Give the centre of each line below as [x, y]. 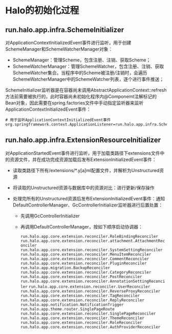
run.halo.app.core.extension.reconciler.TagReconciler [80, 296]
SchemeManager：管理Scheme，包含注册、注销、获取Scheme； [82, 60]
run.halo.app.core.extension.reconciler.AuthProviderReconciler [90, 327]
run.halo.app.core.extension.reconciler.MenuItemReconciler [86, 254]
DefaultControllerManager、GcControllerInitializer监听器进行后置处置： [88, 205]
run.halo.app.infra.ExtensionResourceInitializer [83, 140]
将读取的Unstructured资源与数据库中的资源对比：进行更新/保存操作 [83, 187]
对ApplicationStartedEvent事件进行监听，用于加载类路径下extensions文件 [83, 153]
